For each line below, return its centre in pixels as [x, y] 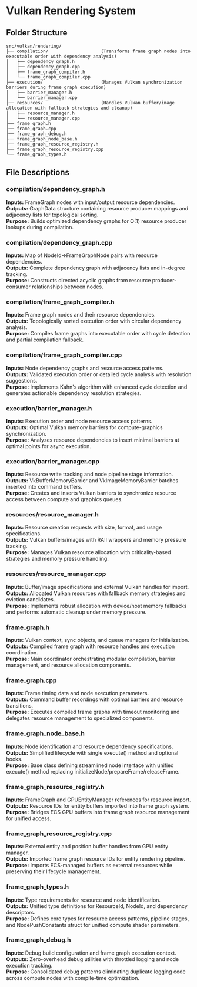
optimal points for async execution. [49, 446]
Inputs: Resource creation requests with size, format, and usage [84, 527]
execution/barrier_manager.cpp [53, 461]
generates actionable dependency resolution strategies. [74, 393]
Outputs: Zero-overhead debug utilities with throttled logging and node [93, 959]
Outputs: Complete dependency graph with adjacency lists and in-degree [96, 268]
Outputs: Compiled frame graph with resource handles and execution [91, 646]
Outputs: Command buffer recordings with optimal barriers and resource [95, 699]
